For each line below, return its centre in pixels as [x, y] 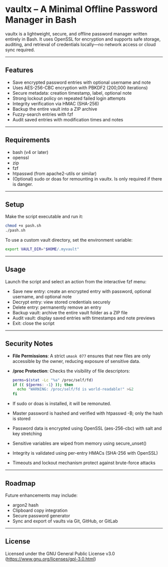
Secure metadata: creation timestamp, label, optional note [72, 93]
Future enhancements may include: [41, 495]
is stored [21, 419]
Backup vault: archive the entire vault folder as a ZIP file [70, 312]
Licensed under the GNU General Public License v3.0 [60, 553]
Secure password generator [41, 515]
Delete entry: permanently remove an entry [57, 307]
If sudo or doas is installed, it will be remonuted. [62, 404]
